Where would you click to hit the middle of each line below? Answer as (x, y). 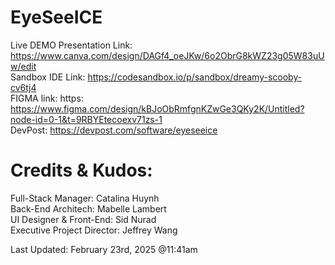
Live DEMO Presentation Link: (71, 45)
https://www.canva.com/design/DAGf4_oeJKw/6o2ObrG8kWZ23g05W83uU (167, 55)
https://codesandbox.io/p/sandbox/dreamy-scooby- (195, 77)
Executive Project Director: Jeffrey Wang (94, 230)
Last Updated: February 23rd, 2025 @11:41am (104, 249)
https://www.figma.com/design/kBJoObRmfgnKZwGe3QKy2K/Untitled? (157, 108)
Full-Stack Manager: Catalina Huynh (85, 198)
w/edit (23, 66)
